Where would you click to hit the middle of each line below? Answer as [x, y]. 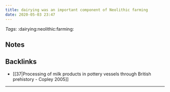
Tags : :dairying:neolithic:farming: [40, 29]
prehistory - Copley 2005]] [41, 79]
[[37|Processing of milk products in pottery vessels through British [82, 74]
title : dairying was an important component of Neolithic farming [77, 10]
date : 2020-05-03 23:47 [30, 15]
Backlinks [21, 62]
